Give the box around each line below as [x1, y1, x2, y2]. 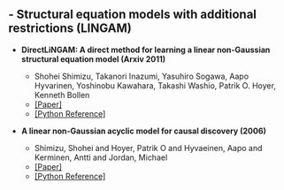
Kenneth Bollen [34, 89, 90, 100]
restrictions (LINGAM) [8, 21, 132, 36]
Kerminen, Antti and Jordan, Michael [34, 152, 168, 163]
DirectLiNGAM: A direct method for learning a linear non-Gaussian [20, 44, 271, 55]
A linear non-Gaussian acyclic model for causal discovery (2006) [20, 125, 267, 136]
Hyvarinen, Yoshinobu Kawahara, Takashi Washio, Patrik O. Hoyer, [34, 80, 276, 91]
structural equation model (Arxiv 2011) [20, 53, 166, 65]
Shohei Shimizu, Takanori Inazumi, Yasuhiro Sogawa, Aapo [34, 71, 249, 81]
